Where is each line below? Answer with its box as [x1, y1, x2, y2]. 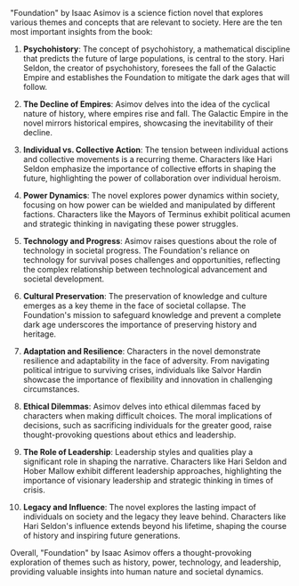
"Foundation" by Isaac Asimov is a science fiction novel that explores [10, 8, 263, 18]
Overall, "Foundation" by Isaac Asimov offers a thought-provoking [10, 548, 252, 558]
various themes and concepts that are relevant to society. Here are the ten [10, 17, 283, 28]
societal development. [22, 273, 105, 284]
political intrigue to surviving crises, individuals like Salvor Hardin [22, 365, 262, 375]
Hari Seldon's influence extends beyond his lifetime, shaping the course [22, 521, 287, 531]
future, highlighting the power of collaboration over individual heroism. [22, 173, 281, 183]
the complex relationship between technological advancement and [22, 265, 268, 274]
